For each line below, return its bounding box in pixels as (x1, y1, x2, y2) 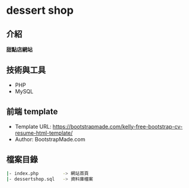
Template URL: (14, 123, 52, 130)
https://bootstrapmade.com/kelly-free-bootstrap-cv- (52, 123, 183, 130)
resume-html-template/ (14, 129, 73, 137)
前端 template (6, 107, 58, 117)
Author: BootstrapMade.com (14, 135, 86, 142)
